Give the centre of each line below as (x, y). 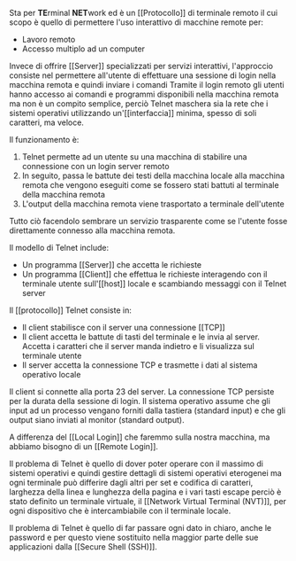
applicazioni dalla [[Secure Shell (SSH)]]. (83, 547)
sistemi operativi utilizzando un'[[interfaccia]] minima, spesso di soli (133, 113)
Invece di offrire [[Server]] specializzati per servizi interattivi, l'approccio (141, 66)
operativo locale (51, 374)
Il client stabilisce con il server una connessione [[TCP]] (123, 327)
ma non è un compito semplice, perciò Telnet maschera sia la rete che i (139, 104)
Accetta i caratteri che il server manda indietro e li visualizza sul (138, 346)
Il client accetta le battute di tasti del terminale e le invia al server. (141, 337)
